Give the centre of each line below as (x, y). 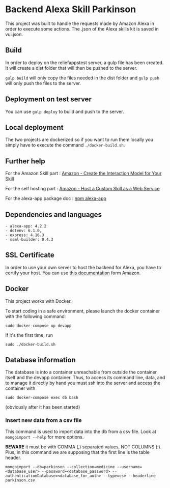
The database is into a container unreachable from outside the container (81, 372)
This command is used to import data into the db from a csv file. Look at (81, 432)
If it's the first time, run (29, 335)
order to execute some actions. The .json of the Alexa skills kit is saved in (82, 28)
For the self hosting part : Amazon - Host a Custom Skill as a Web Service (83, 189)
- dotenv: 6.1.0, (24, 231)
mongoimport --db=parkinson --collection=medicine (60, 467)
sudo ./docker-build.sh (31, 345)
